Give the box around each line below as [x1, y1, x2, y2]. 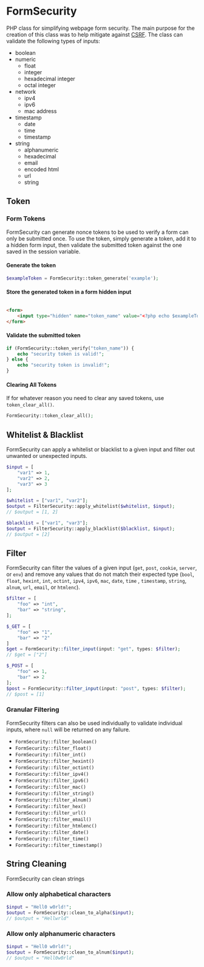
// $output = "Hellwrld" [6, 915, 69, 921]
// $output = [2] [6, 531, 50, 537]
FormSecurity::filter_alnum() [15, 796, 92, 803]
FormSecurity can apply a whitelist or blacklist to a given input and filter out [6, 446, 195, 453]
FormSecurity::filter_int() [15, 751, 86, 758]
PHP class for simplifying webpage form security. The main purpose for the [6, 24, 195, 32]
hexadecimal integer [24, 75, 76, 82]
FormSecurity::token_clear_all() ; [6, 413, 94, 419]
